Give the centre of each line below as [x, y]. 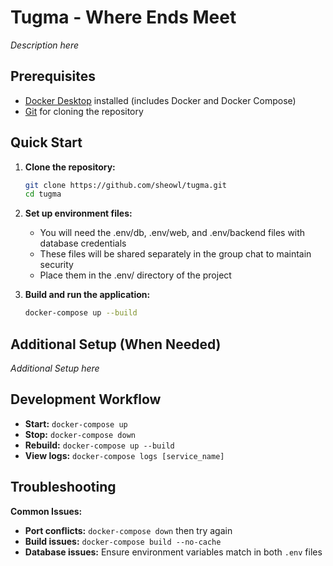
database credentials [83, 243]
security [56, 265]
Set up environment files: [78, 213]
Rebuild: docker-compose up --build [99, 445]
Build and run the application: [87, 295]
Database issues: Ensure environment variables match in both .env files [173, 552]
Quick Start [46, 142]
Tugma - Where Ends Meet [123, 17]
